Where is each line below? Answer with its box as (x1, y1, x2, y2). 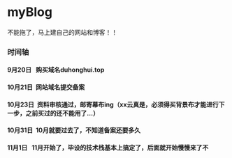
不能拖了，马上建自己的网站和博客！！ (7, 28, 117, 36)
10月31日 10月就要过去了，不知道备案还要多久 (7, 126, 141, 134)
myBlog (7, 4, 52, 20)
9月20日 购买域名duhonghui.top (7, 65, 105, 74)
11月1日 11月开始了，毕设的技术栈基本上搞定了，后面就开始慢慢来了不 (7, 143, 209, 152)
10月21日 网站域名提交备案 (7, 83, 85, 91)
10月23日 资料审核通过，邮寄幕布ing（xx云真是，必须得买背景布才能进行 (7, 100, 219, 109)
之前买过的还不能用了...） (25, 109, 100, 117)
